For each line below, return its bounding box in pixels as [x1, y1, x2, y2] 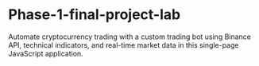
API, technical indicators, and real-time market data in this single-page [8, 40, 239, 49]
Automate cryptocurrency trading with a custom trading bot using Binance [8, 32, 252, 41]
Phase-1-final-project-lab [8, 6, 181, 24]
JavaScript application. [8, 49, 83, 58]
